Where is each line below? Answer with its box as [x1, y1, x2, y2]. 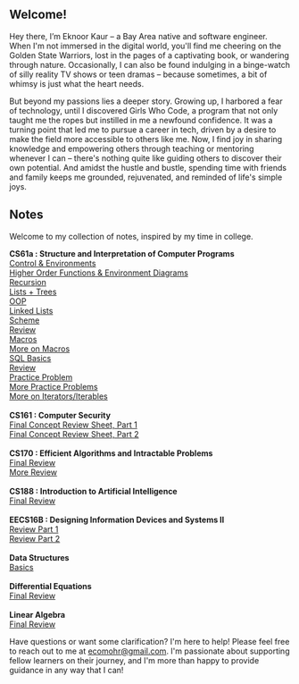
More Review [9, 467, 58, 477]
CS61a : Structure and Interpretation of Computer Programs [9, 248, 235, 258]
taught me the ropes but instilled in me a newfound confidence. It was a [9, 114, 273, 125]
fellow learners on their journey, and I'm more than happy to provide [9, 654, 260, 665]
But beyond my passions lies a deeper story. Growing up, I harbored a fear [9, 96, 283, 106]
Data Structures [9, 552, 70, 562]
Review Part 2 [9, 533, 61, 544]
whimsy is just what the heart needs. [9, 78, 145, 89]
